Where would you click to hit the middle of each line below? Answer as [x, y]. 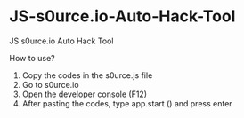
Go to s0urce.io [50, 84]
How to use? [32, 58]
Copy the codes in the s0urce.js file [87, 75]
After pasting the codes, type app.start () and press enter [127, 103]
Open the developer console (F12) [84, 94]
